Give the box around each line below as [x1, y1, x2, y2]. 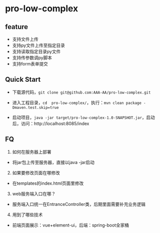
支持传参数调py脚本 [12, 55, 52, 61]
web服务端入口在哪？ [12, 191, 56, 197]
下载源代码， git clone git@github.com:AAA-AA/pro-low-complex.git [12, 89, 151, 95]
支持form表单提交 [12, 61, 48, 67]
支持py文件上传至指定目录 [12, 42, 65, 48]
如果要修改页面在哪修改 [12, 169, 60, 175]
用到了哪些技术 [12, 211, 43, 217]
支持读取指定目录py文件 [12, 49, 61, 54]
